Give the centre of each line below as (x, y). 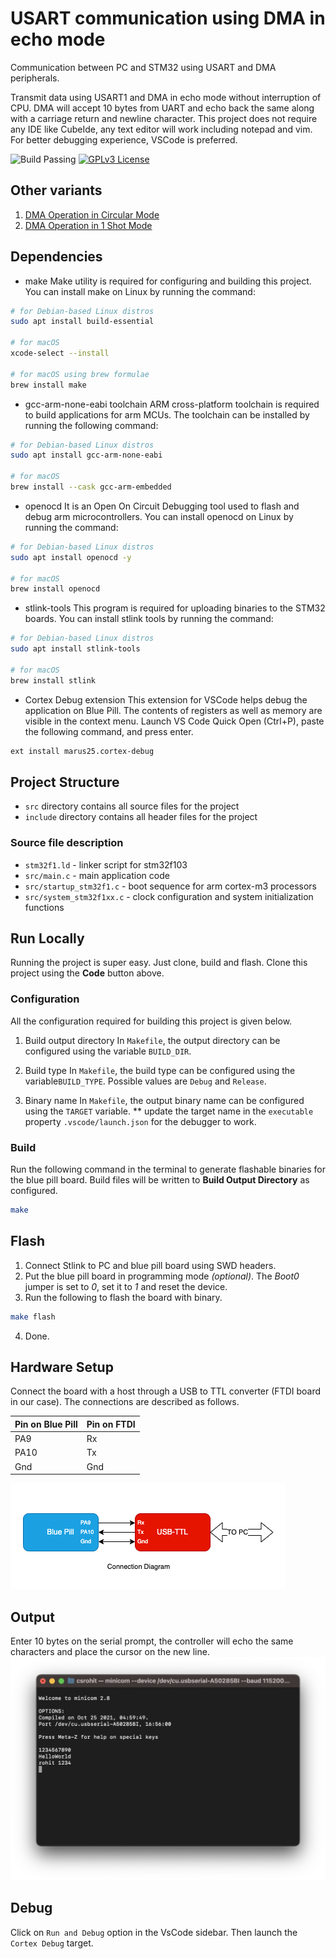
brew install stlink (53, 680)
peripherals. (35, 78)
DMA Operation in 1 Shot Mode (88, 225)
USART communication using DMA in (168, 18)
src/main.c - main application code (97, 875)
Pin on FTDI (111, 1424)
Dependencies (56, 257)
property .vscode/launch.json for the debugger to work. (140, 1121)
